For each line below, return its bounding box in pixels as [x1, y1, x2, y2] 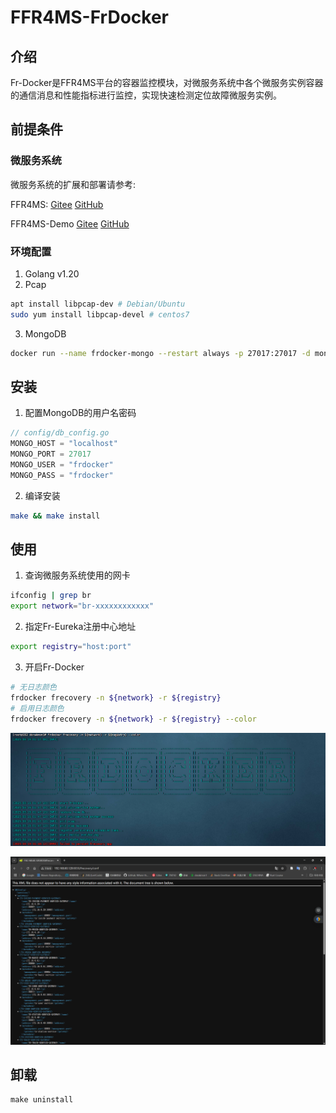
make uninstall [10, 1095, 74, 1105]
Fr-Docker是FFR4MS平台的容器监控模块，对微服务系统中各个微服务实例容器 [10, 77, 324, 88]
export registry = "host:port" [10, 642, 132, 652]
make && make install [10, 511, 101, 521]
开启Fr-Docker [24, 661, 85, 673]
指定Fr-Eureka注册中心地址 [24, 621, 137, 633]
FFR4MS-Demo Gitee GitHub [10, 217, 130, 230]
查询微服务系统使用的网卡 [24, 569, 131, 581]
